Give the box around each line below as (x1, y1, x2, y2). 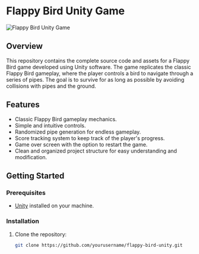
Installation (6, 217, 40, 225)
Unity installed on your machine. (14, 202, 94, 209)
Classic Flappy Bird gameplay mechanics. (14, 115, 117, 123)
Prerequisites (6, 188, 46, 197)
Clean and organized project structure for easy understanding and (14, 147, 177, 154)
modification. (14, 153, 48, 160)
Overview (6, 41, 43, 51)
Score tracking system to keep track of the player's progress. (14, 134, 165, 141)
